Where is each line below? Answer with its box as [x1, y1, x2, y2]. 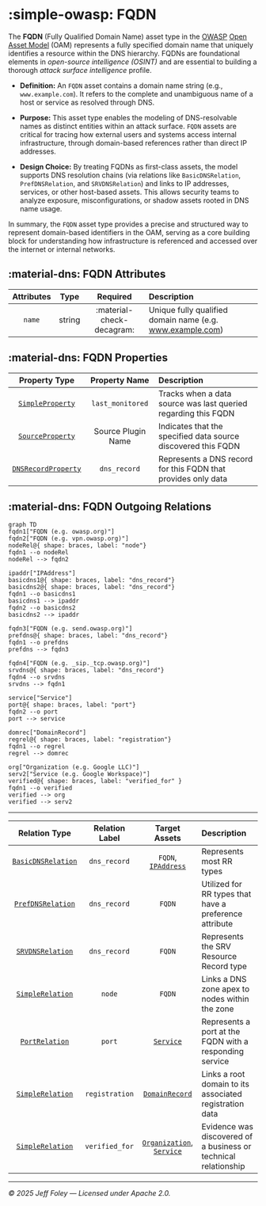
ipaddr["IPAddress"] [8, 569, 77, 577]
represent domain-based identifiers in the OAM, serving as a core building [8, 227, 250, 237]
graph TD [8, 521, 37, 529]
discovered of [201, 1131, 253, 1142]
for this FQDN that [158, 463, 226, 474]
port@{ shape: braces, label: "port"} [8, 701, 136, 710]
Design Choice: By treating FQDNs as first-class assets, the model [19, 162, 238, 171]
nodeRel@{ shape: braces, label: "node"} [8, 542, 147, 550]
